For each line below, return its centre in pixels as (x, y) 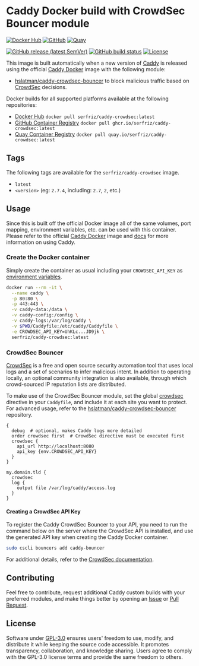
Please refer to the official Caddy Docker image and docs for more (87, 236)
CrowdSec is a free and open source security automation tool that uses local (100, 365)
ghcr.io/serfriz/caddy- (141, 123)
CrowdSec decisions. (41, 87)
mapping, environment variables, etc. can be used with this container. (91, 229)
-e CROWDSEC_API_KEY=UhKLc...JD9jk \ (58, 332)
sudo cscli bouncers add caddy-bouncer (56, 548)
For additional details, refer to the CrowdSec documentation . (80, 559)
